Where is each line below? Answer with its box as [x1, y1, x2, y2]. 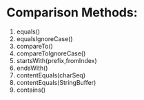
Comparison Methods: [6, 5, 138, 21]
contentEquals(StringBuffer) [16, 78, 96, 86]
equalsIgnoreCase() [16, 34, 73, 42]
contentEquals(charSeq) [16, 71, 86, 79]
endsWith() [16, 64, 48, 72]
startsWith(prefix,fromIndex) [16, 56, 97, 64]
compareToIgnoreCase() [16, 49, 86, 58]
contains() [16, 86, 46, 94]
